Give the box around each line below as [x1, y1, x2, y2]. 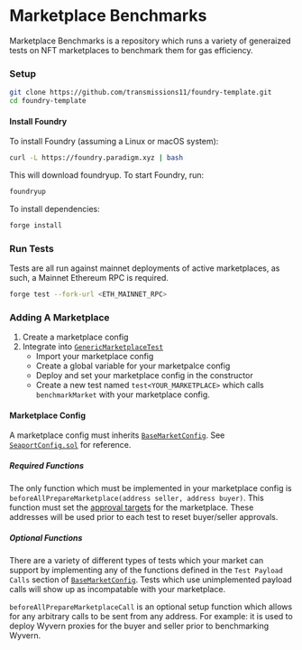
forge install [9, 220, 63, 230]
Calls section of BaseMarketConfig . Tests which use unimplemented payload [9, 574, 293, 585]
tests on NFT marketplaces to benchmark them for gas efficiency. [9, 44, 254, 55]
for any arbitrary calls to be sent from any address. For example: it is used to [9, 611, 293, 622]
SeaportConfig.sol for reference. [9, 440, 132, 450]
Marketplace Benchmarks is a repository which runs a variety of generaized [9, 35, 291, 46]
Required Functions [9, 460, 84, 471]
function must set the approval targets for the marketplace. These [9, 502, 254, 513]
